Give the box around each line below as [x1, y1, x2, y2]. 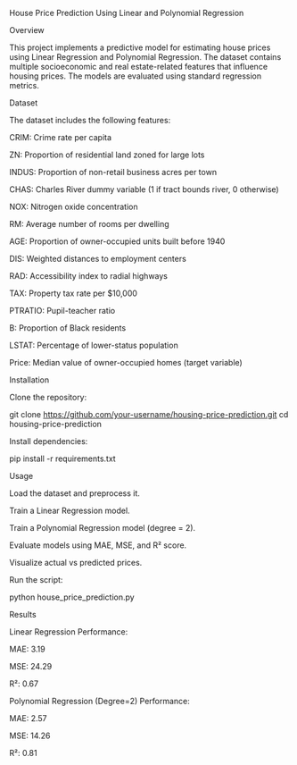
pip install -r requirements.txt [9, 453, 116, 464]
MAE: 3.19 [9, 643, 46, 654]
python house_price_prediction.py [9, 592, 136, 602]
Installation [9, 374, 50, 385]
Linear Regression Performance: [9, 626, 128, 637]
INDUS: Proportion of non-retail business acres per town [9, 167, 217, 177]
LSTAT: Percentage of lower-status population [9, 340, 178, 350]
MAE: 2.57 [9, 713, 47, 723]
